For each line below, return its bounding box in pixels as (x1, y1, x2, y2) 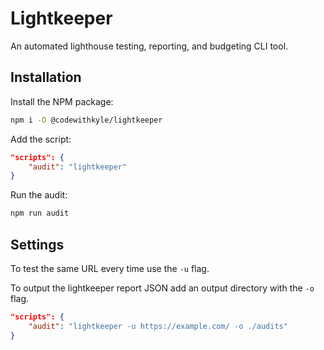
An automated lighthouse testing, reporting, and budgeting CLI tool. (10, 40, 289, 52)
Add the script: (10, 133, 72, 145)
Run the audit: (10, 189, 68, 201)
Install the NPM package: (10, 95, 114, 107)
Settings (10, 236, 65, 253)
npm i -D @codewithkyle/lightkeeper (10, 115, 163, 125)
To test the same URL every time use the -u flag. (10, 262, 210, 274)
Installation (10, 69, 82, 86)
